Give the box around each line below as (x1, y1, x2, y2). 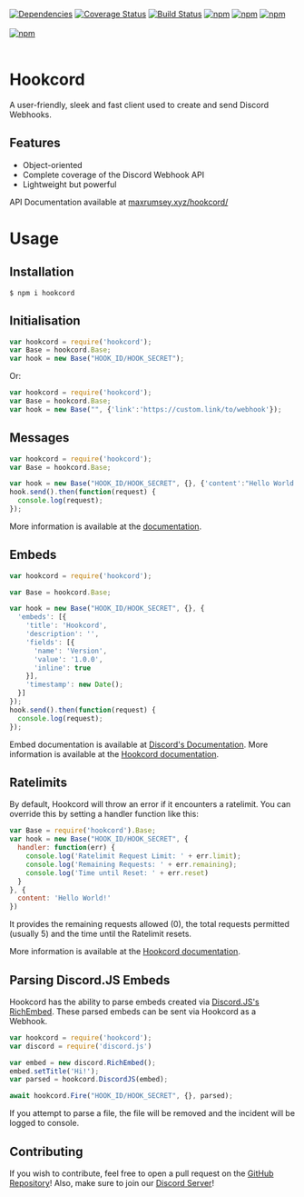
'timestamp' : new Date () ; (25, 680, 124, 690)
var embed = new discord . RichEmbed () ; (9, 1058, 156, 1067)
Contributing (9, 1143, 83, 1159)
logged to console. (9, 1118, 80, 1129)
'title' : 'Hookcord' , (25, 621, 107, 631)
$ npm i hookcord (9, 288, 75, 297)
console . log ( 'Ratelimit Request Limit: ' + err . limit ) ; (25, 852, 242, 861)
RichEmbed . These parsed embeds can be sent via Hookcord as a (9, 1005, 257, 1017)
